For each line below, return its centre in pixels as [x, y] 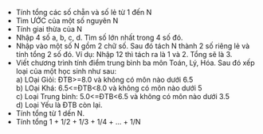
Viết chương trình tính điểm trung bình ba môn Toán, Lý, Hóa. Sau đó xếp [135, 63]
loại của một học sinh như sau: [66, 71]
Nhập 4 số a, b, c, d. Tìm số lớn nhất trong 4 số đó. [99, 37]
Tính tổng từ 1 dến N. [50, 113]
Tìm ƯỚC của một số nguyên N [67, 21]
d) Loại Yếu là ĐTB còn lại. [59, 105]
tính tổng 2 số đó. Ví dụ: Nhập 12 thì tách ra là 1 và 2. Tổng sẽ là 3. [124, 54]
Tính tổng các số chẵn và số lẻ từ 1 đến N [84, 12]
